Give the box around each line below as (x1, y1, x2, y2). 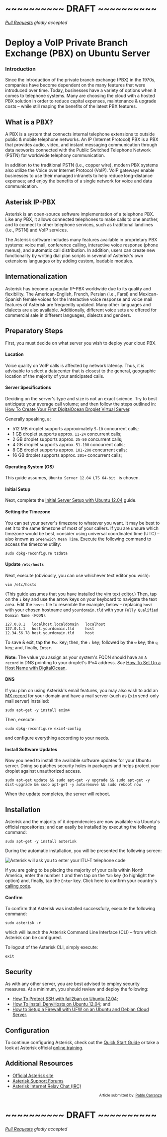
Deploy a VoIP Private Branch (5, 37, 128, 48)
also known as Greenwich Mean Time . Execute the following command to (5, 536, 152, 542)
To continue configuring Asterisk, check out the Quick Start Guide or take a (5, 1039, 159, 1045)
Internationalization (5, 272, 68, 281)
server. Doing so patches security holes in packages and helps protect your (5, 763, 161, 769)
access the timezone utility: (5, 541, 61, 547)
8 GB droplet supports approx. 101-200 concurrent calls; (12, 447, 127, 453)
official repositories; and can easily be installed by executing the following (5, 824, 157, 830)
